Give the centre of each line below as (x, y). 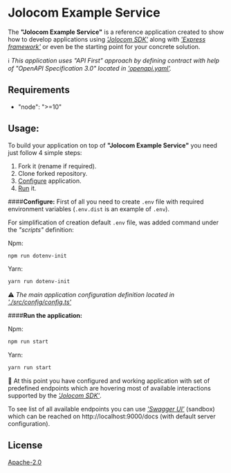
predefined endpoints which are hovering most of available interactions (110, 389)
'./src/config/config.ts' (40, 302)
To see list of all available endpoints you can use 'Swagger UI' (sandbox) (111, 409)
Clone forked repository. (53, 173)
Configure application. (49, 181)
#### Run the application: (45, 316)
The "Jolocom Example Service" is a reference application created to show (116, 32)
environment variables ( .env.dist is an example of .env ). (89, 208)
